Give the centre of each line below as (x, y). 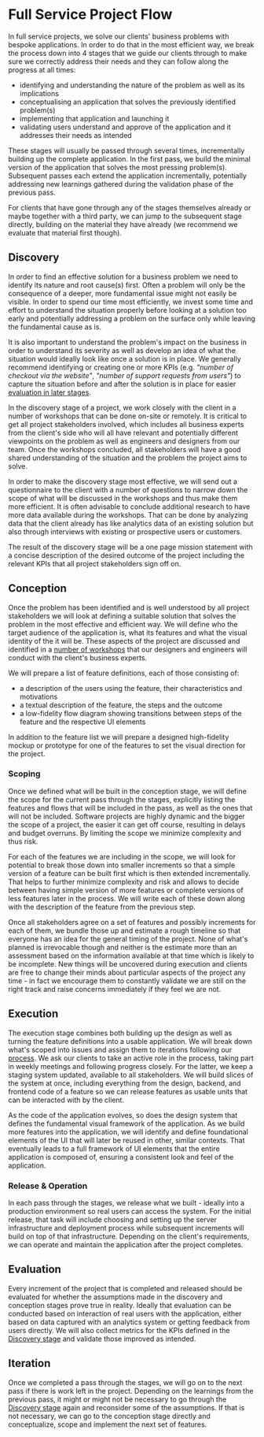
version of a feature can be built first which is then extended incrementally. (130, 873)
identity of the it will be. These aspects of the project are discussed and (124, 641)
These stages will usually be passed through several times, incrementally (126, 150)
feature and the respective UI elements (82, 722)
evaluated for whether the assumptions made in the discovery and (115, 1297)
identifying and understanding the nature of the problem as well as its (132, 85)
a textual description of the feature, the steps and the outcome (121, 705)
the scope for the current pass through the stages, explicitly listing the (122, 799)
